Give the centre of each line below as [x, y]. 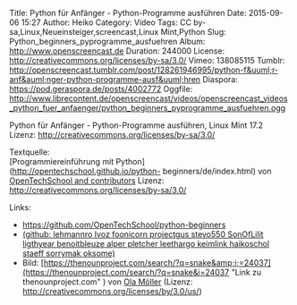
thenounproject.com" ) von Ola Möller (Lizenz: [107, 282]
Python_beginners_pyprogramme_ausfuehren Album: [107, 41]
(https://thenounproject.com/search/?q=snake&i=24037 [126, 272]
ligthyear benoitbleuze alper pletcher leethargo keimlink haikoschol [146, 244]
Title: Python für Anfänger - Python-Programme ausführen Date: [128, 13]
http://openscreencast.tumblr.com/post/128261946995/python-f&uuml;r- [144, 70]
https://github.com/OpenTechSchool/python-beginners [124, 225]
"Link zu [246, 272]
